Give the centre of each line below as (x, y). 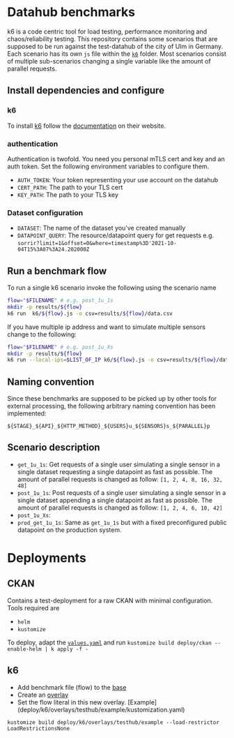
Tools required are (33, 607)
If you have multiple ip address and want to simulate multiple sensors (106, 327)
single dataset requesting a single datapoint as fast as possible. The (115, 471)
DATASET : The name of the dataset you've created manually (101, 228)
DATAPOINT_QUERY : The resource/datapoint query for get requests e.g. (116, 235)
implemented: (27, 413)
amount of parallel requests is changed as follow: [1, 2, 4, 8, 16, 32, (120, 479)
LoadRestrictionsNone (39, 728)
